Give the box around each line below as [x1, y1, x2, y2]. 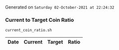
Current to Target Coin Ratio [5, 16, 74, 23]
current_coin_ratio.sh [5, 28, 52, 33]
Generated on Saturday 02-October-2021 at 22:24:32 [5, 4, 115, 10]
